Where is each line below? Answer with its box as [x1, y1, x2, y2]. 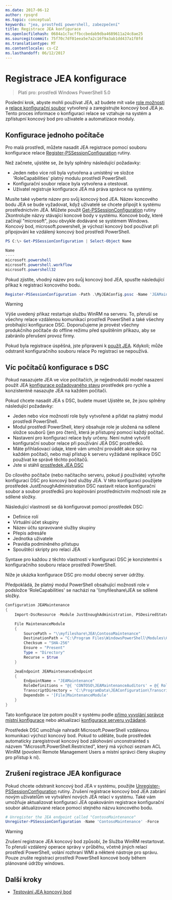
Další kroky [5, 875, 42, 884]
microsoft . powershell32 [5, 267, 56, 272]
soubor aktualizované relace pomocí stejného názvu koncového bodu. [5, 805, 154, 811]
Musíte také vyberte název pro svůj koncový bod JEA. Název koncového [5, 196, 158, 202]
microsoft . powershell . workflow [5, 262, 72, 267]
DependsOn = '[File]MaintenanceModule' [24, 693, 109, 698]
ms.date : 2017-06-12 [5, 7, 50, 13]
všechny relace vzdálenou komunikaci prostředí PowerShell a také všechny [5, 316, 164, 322]
